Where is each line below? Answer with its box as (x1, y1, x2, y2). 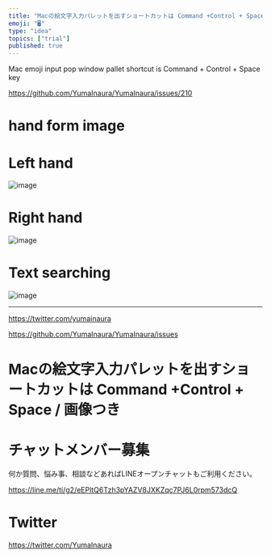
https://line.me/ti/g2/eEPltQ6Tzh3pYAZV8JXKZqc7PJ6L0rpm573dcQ (8, 485, 238, 495)
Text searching (8, 264, 111, 282)
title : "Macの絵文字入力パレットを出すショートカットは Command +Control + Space (8, 11, 265, 20)
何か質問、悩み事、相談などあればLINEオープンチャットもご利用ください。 (8, 469, 256, 479)
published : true (8, 42, 63, 50)
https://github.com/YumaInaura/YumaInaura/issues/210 (8, 88, 193, 98)
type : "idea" (8, 27, 52, 35)
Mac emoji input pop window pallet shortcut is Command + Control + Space (8, 64, 261, 74)
